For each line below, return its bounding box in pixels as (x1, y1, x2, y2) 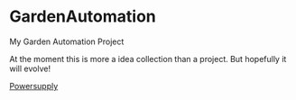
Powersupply (9, 80, 59, 91)
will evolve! (9, 63, 51, 74)
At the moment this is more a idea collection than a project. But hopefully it (9, 53, 287, 64)
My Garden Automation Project (9, 36, 125, 47)
